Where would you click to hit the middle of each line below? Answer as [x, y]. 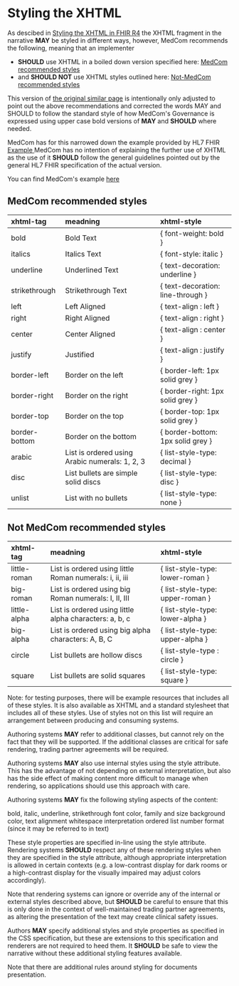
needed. [20, 128]
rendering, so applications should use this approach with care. [99, 786]
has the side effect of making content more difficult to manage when [108, 778]
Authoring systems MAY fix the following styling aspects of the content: [113, 799]
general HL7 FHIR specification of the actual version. [85, 165]
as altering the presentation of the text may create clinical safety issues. [113, 916]
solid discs [83, 482]
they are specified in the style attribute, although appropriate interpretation [117, 857]
